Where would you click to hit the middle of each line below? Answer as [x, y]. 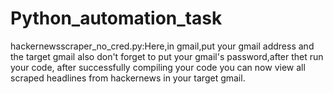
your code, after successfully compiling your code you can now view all [158, 67]
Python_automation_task [116, 18]
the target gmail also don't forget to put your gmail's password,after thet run [167, 56]
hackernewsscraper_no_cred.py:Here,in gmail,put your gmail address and [162, 46]
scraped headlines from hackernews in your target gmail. [128, 78]
